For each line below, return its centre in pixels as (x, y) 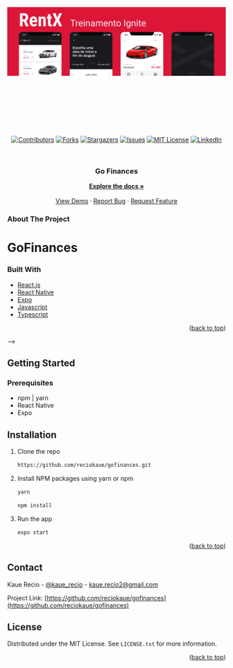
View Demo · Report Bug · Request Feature (116, 201)
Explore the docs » (116, 186)
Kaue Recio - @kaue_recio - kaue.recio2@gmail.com (83, 584)
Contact (25, 567)
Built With (24, 269)
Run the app (35, 518)
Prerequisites (30, 383)
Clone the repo (38, 452)
